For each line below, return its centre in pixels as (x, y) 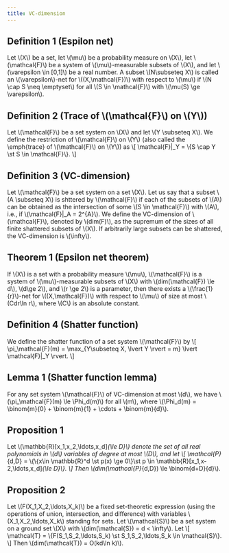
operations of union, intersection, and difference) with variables (97, 514)
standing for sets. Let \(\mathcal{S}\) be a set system (141, 521)
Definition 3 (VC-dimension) (69, 176)
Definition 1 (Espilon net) (61, 42)
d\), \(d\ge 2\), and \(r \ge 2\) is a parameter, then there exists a (97, 288)
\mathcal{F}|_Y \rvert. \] (41, 356)
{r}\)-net (19, 296)
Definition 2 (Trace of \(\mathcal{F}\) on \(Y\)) (107, 116)
